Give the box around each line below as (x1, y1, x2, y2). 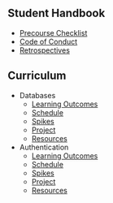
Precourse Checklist (19, 28, 88, 37)
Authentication (19, 142, 69, 152)
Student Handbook (7, 6, 106, 20)
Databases (19, 90, 56, 100)
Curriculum (7, 69, 67, 83)
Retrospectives (19, 45, 71, 55)
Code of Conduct (19, 37, 78, 46)
